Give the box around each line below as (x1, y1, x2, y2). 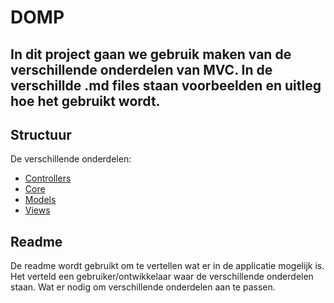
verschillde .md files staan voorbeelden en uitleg (10, 77, 322, 94)
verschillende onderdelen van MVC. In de (10, 61, 273, 78)
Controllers (24, 172, 72, 185)
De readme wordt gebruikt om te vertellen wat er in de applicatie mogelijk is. (10, 260, 325, 272)
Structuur (10, 126, 72, 143)
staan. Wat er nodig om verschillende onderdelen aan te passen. (10, 281, 276, 293)
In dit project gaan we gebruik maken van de (10, 46, 292, 63)
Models (24, 194, 57, 206)
